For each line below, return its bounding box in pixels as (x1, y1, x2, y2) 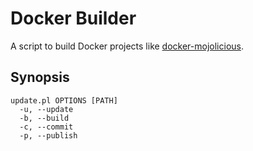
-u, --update (19, 104, 74, 114)
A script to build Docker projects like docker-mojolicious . (10, 40, 244, 52)
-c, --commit (19, 122, 74, 132)
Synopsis (10, 69, 70, 86)
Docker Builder (10, 7, 137, 30)
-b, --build (19, 113, 70, 123)
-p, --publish (19, 130, 78, 141)
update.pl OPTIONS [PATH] (10, 95, 118, 106)
